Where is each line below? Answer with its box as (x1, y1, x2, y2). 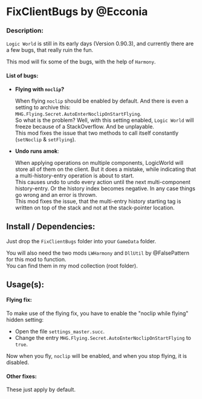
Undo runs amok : (15, 147, 59, 155)
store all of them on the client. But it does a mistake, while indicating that (15, 165, 197, 173)
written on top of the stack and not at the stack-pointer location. (15, 204, 175, 211)
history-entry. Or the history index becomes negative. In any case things (15, 185, 195, 192)
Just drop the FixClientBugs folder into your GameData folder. (6, 237, 157, 244)
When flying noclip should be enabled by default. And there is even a (15, 97, 189, 104)
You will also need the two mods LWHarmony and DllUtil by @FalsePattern (6, 249, 189, 257)
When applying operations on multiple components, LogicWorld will (15, 159, 183, 166)
